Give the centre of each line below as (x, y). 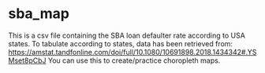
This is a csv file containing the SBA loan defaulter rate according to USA (127, 35)
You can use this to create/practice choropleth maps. (134, 60)
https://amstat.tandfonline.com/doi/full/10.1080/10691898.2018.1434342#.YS (132, 52)
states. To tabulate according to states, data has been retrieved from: (121, 43)
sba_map (39, 14)
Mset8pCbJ (27, 60)
